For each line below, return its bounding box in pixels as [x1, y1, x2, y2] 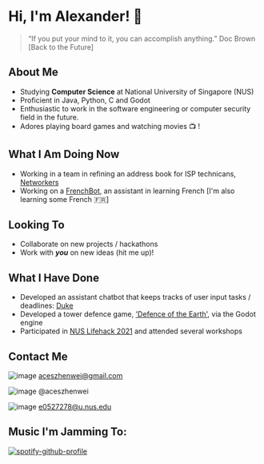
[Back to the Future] [27, 42, 94, 51]
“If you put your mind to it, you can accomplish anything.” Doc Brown [27, 34, 256, 43]
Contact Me [8, 349, 68, 363]
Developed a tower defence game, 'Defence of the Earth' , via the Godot [19, 309, 256, 319]
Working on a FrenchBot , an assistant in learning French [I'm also [19, 186, 235, 196]
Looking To [8, 218, 66, 232]
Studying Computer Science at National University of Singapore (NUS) [19, 87, 254, 96]
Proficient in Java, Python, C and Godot [19, 95, 150, 105]
